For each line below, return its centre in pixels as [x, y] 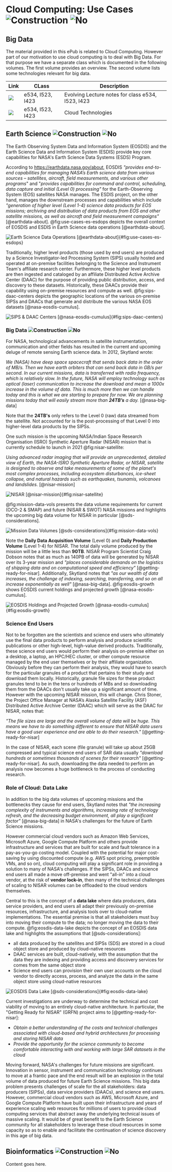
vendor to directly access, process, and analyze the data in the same [86, 976]
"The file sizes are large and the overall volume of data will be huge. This [83, 721]
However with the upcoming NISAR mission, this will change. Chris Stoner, [84, 695]
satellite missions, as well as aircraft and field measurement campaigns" [82, 216]
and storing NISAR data [38, 1038]
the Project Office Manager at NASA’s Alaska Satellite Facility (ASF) [76, 700]
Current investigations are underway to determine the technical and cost [82, 1001]
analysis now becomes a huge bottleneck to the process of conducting [80, 769]
